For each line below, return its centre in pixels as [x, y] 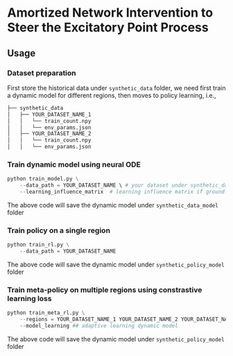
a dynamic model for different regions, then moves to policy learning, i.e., [112, 95]
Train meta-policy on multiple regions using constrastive [105, 289]
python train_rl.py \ [38, 245]
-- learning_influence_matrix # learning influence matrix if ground [122, 192]
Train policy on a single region [59, 230]
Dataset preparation [42, 73]
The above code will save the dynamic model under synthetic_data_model [113, 205]
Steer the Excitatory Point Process [108, 27]
